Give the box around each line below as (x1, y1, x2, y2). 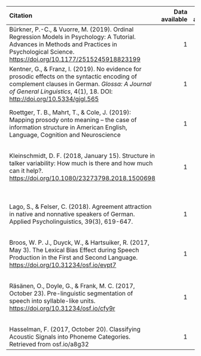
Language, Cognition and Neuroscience (9, 131, 121, 139)
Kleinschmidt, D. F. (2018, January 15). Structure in (9, 152, 156, 160)
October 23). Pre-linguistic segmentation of (9, 290, 133, 297)
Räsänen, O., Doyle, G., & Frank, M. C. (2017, (9, 282, 135, 290)
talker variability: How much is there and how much (9, 159, 153, 167)
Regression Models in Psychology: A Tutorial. (9, 33, 136, 41)
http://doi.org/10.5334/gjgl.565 (9, 95, 99, 103)
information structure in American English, (9, 123, 127, 131)
